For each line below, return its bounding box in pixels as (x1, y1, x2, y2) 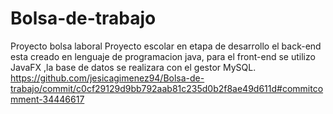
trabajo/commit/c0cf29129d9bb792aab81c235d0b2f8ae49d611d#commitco (10, 82, 324, 94)
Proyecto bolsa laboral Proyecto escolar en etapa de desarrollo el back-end (10, 40, 322, 52)
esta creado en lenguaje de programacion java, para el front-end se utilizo (10, 50, 316, 62)
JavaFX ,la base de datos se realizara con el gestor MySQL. (10, 61, 257, 73)
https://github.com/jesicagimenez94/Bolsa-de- (10, 72, 205, 84)
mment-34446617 (10, 93, 85, 105)
